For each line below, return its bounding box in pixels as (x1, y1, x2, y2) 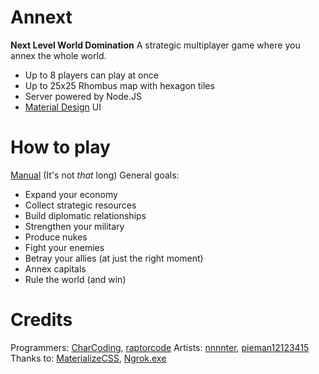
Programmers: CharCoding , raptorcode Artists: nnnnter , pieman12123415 (10, 341, 310, 353)
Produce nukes (24, 231, 88, 243)
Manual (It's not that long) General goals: (10, 169, 180, 181)
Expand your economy (24, 188, 118, 200)
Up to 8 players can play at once (24, 69, 159, 81)
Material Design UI (24, 101, 102, 113)
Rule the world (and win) (24, 273, 127, 285)
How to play (10, 136, 111, 159)
